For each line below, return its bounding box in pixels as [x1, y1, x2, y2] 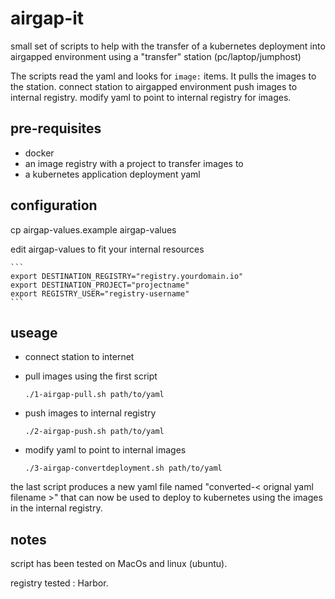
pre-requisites [10, 120, 102, 137]
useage [10, 324, 58, 341]
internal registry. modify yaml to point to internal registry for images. [10, 91, 292, 103]
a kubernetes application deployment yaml [24, 168, 201, 180]
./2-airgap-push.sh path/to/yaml [24, 427, 165, 437]
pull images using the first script [24, 370, 158, 382]
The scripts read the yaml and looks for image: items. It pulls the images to [10, 70, 317, 82]
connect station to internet [24, 351, 135, 363]
